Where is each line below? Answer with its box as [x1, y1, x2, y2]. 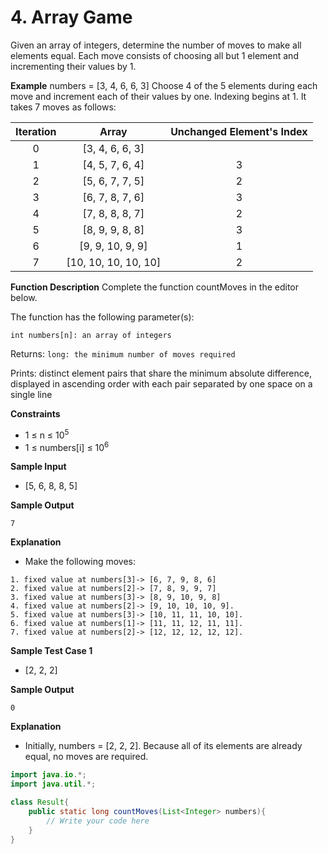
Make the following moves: [24, 556, 137, 568]
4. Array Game [10, 6, 133, 29]
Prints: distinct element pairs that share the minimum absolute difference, [10, 367, 312, 379]
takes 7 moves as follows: [10, 101, 117, 113]
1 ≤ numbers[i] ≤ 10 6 [24, 439, 110, 453]
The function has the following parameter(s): [10, 311, 195, 323]
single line [10, 388, 53, 400]
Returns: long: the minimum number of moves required [10, 347, 236, 360]
